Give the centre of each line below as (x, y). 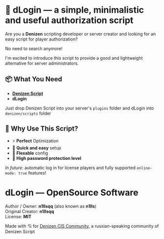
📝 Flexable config (30, 153)
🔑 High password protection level (47, 158)
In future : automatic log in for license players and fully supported (70, 168)
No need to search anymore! (34, 48)
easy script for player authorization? (42, 39)
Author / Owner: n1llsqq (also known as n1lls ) (51, 206)
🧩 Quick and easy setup (36, 148)
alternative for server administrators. (42, 63)
